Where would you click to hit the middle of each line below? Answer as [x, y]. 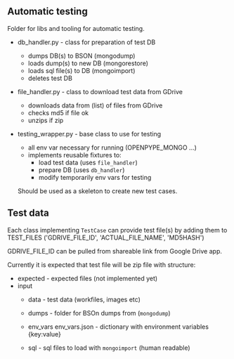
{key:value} [45, 334]
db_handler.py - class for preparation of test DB [86, 42]
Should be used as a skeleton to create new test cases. [97, 191]
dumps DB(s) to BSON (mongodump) [82, 56]
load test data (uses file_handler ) [88, 162]
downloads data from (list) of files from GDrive [95, 105]
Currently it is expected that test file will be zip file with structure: [102, 265]
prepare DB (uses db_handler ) [82, 170]
